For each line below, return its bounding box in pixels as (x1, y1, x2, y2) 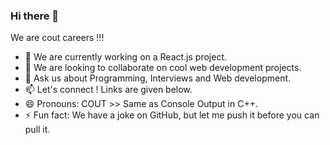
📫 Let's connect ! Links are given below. (24, 84, 193, 96)
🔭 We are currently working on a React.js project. (24, 51, 228, 63)
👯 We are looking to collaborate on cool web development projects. (24, 62, 302, 74)
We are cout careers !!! (10, 32, 105, 44)
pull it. (24, 124, 51, 136)
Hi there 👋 (10, 9, 60, 23)
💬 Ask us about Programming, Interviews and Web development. (24, 72, 292, 84)
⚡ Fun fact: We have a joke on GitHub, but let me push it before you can (24, 109, 320, 121)
